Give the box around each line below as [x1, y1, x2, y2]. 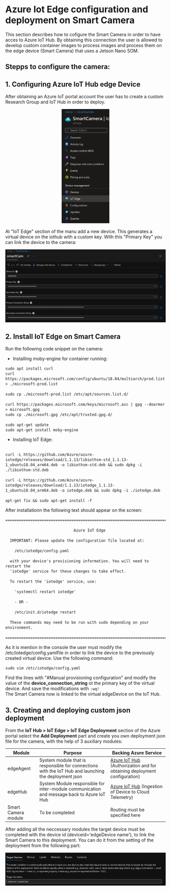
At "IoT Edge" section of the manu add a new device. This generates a [5, 229, 153, 235]
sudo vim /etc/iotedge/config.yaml [5, 666, 81, 671]
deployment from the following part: [5, 842, 81, 849]
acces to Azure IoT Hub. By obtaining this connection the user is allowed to [5, 37, 163, 43]
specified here [110, 812, 141, 818]
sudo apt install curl [5, 366, 53, 371]
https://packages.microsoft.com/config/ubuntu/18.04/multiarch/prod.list [5, 376, 165, 382]
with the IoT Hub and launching [39, 768, 105, 774]
